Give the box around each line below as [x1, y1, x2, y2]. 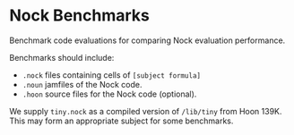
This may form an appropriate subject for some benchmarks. [9, 115, 234, 126]
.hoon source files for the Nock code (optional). [22, 89, 197, 99]
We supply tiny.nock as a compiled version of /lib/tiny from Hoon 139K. [9, 105, 282, 116]
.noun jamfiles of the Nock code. [22, 79, 143, 89]
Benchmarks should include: [9, 52, 115, 63]
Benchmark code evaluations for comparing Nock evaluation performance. [9, 35, 286, 46]
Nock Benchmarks [9, 5, 150, 26]
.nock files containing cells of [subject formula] [22, 69, 202, 80]
